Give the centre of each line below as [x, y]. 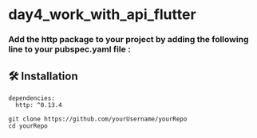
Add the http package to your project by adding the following [128, 40]
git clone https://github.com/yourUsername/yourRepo [98, 119]
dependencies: [32, 98]
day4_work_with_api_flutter [103, 15]
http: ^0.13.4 [39, 105]
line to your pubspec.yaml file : [69, 49]
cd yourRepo [28, 126]
